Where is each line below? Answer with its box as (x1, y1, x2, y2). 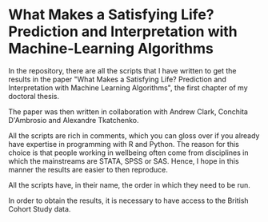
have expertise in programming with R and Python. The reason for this (8, 139, 240, 149)
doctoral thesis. (8, 91, 60, 101)
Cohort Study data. (8, 204, 71, 213)
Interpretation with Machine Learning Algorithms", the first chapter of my (8, 82, 248, 93)
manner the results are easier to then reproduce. (8, 165, 168, 174)
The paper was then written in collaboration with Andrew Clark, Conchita (8, 106, 248, 117)
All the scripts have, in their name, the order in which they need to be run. (8, 180, 250, 189)
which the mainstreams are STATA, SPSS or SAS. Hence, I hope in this (8, 156, 239, 165)
